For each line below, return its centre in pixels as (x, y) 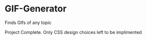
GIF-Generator (36, 9)
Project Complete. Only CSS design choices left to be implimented (73, 32)
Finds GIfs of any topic (28, 22)
